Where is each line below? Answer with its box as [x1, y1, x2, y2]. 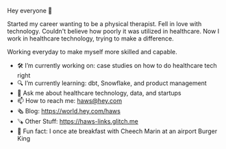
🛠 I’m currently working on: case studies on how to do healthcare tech [16, 62, 217, 69]
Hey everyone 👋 [7, 7, 53, 14]
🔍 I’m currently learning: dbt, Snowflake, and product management [16, 79, 207, 87]
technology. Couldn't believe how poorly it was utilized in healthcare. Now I [7, 27, 220, 35]
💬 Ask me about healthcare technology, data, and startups [16, 89, 181, 97]
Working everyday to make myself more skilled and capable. [7, 48, 178, 56]
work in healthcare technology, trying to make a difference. [7, 34, 174, 43]
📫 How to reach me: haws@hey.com [16, 97, 122, 104]
